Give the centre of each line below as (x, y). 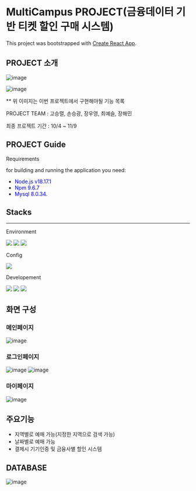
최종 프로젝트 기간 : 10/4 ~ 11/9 (41, 126)
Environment (21, 232)
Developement (24, 277)
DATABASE (27, 468)
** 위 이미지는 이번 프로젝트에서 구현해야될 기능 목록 (65, 101)
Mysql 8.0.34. (31, 194)
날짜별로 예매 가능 (35, 442)
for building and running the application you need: (66, 170)
